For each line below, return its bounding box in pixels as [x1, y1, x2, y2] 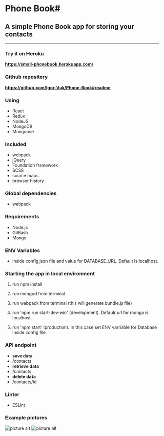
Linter [5, 391, 20, 398]
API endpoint [5, 342, 37, 349]
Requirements [5, 213, 40, 220]
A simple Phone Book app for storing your [5, 22, 135, 31]
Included [5, 141, 27, 147]
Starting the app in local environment [5, 270, 95, 277]
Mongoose [12, 128, 34, 134]
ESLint [12, 402, 25, 408]
